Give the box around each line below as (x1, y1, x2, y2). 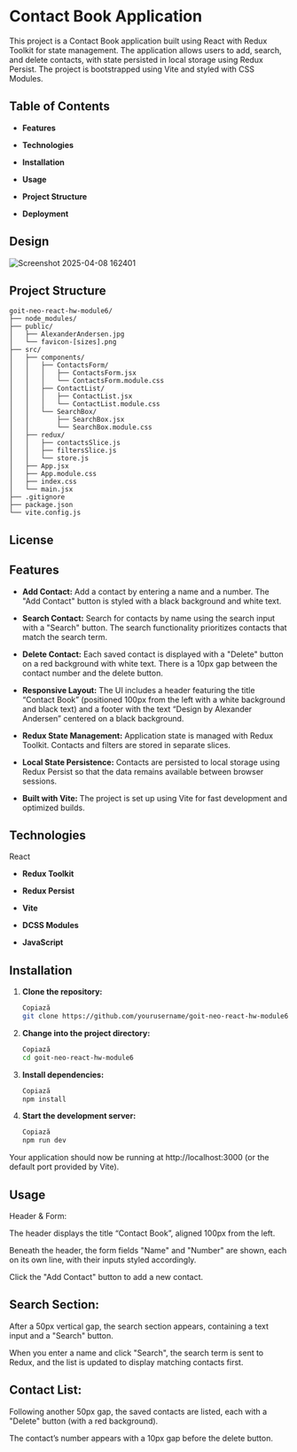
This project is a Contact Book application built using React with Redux (9, 35, 268, 46)
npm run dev (21, 1136, 66, 1145)
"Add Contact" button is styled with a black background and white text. (21, 596, 282, 606)
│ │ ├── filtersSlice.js (9, 446, 117, 456)
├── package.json (9, 501, 74, 510)
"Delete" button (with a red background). (9, 1416, 159, 1426)
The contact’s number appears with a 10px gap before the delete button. (9, 1432, 273, 1443)
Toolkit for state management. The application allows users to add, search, (9, 44, 282, 55)
